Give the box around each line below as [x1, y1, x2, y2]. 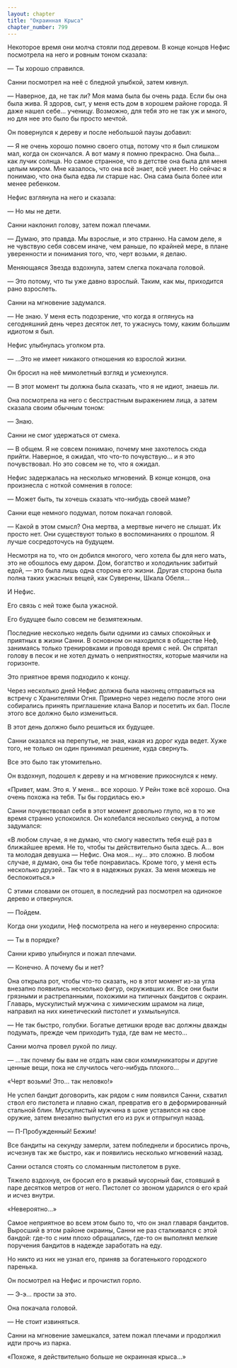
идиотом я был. [7, 327, 54, 336]
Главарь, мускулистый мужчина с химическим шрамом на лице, [7, 1000, 205, 1008]
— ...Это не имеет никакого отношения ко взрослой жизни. [7, 355, 187, 363]
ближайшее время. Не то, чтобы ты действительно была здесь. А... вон [7, 843, 224, 851]
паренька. [7, 1262, 38, 1271]
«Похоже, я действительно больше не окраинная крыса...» [7, 1352, 186, 1361]
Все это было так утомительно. [7, 758, 103, 766]
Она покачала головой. [7, 1303, 78, 1313]
